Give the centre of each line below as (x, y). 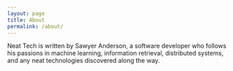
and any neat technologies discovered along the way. (83, 61)
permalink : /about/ (35, 26)
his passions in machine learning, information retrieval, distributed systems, (115, 53)
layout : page (26, 13)
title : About (26, 20)
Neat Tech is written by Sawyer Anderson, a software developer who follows (117, 46)
